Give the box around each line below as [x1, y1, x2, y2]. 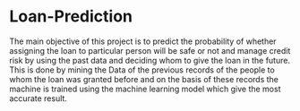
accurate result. [9, 92, 67, 104]
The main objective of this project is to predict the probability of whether [9, 36, 277, 47]
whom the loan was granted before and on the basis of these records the [9, 73, 279, 84]
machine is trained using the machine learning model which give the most [9, 83, 281, 94]
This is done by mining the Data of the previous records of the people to [9, 64, 275, 75]
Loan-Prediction [9, 6, 133, 27]
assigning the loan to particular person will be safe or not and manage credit [9, 45, 291, 55]
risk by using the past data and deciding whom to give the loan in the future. [9, 55, 291, 65]
